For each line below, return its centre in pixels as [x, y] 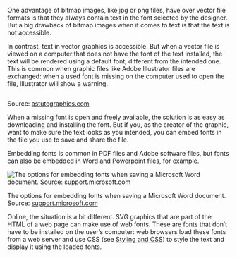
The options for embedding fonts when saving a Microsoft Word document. [117, 196]
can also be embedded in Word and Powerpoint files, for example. [103, 161]
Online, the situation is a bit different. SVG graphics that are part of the [109, 217]
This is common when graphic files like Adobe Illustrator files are [101, 69]
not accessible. [29, 32]
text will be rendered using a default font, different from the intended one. [114, 61]
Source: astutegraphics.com [48, 104]
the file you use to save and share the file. [68, 140]
